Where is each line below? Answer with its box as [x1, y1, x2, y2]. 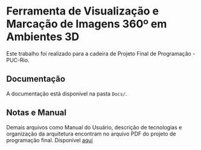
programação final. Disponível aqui [6, 136, 93, 143]
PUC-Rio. [6, 56, 30, 64]
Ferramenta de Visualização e [6, 4, 159, 18]
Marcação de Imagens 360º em [6, 17, 167, 31]
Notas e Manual [6, 108, 66, 118]
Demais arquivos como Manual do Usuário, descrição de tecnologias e [6, 123, 182, 131]
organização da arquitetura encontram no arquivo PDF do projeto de [6, 130, 176, 137]
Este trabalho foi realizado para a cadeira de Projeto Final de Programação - [6, 50, 196, 57]
